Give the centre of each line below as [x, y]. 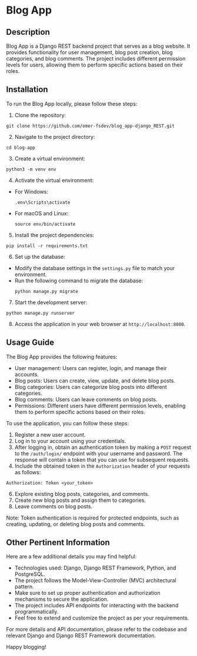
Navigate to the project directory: [55, 136]
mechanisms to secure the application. [61, 599]
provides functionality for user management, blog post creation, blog [89, 52]
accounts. [27, 374]
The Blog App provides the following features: [62, 357]
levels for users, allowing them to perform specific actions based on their [95, 65]
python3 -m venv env [31, 169]
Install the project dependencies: [54, 235]
